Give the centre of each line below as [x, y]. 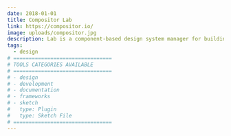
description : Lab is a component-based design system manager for [104, 39]
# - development [30, 84]
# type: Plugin [32, 109]
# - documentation [33, 90]
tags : [15, 45]
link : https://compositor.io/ [51, 26]
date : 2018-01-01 [32, 13]
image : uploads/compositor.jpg [52, 33]
